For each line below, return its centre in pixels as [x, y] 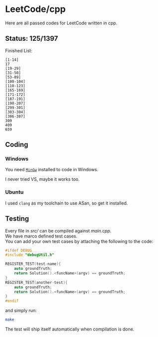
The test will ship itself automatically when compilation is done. [70, 329]
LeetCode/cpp [36, 9]
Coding [17, 145]
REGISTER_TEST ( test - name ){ [33, 264]
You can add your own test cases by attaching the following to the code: [79, 241]
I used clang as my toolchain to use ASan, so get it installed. [67, 203]
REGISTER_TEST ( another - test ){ [37, 282]
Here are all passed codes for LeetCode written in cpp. [61, 23]
